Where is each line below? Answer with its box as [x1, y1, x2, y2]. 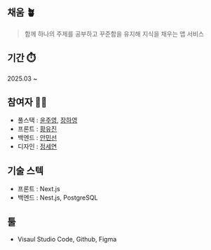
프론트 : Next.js [17, 185, 61, 193]
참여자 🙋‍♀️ [7, 97, 48, 109]
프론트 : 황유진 [17, 125, 57, 133]
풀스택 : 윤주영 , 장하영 [17, 116, 78, 125]
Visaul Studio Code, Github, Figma [17, 235, 117, 244]
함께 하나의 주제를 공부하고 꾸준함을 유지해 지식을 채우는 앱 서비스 [24, 29, 205, 38]
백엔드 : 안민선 [17, 134, 57, 142]
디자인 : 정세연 [17, 142, 57, 151]
